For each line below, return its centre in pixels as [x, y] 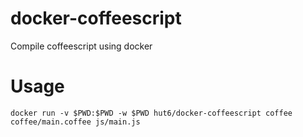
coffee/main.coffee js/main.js [75, 122]
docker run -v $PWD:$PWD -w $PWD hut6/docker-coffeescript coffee [151, 113]
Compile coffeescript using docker [81, 46]
